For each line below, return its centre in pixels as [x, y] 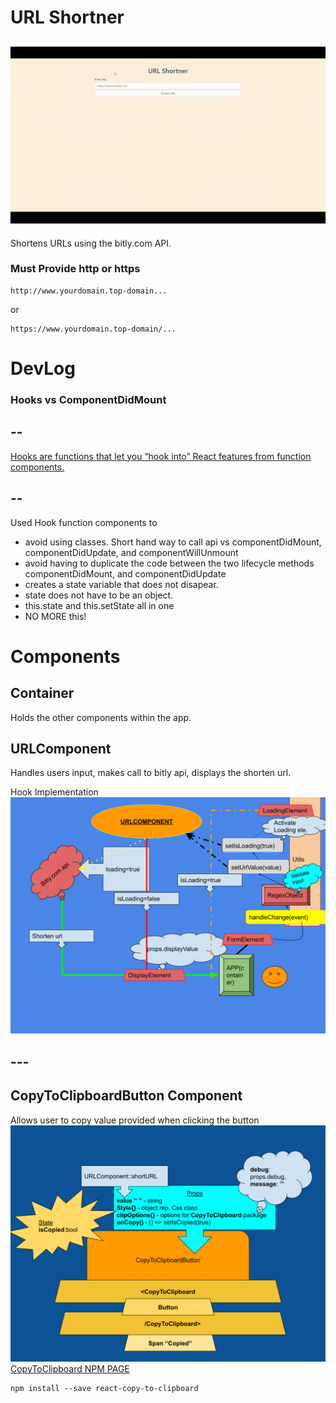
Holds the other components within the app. [101, 717]
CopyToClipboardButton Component [126, 1096]
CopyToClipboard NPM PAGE [70, 1368]
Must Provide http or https [75, 269]
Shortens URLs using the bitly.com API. [91, 243]
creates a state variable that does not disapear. [121, 584]
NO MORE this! [55, 616]
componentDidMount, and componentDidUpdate [125, 573]
